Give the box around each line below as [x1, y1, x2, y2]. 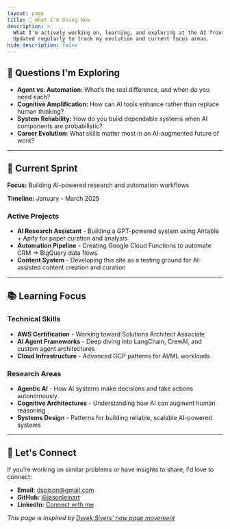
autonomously [16, 391, 58, 399]
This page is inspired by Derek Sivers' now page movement [7, 513, 175, 521]
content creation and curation [42, 263, 126, 271]
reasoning [16, 406, 46, 415]
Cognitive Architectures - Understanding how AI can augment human [16, 399, 216, 407]
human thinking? [16, 107, 64, 115]
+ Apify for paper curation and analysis [16, 234, 128, 242]
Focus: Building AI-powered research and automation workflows [7, 181, 190, 189]
